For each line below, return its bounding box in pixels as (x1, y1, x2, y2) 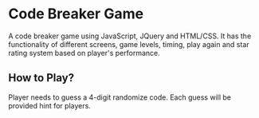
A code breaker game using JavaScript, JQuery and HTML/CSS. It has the (8, 31, 252, 41)
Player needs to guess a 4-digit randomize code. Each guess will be (8, 92, 231, 102)
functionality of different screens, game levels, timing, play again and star (8, 39, 249, 49)
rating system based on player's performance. (8, 48, 161, 57)
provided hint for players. (8, 100, 92, 110)
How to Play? (8, 71, 74, 85)
